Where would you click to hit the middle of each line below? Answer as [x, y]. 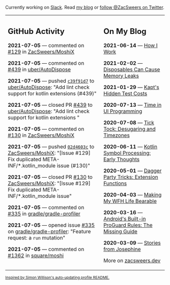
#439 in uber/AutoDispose [39, 69]
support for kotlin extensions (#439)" [52, 93]
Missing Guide [120, 231]
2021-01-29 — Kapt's [131, 87]
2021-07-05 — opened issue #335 [51, 225]
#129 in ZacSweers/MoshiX [41, 52]
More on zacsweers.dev [132, 260]
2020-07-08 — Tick [129, 123]
